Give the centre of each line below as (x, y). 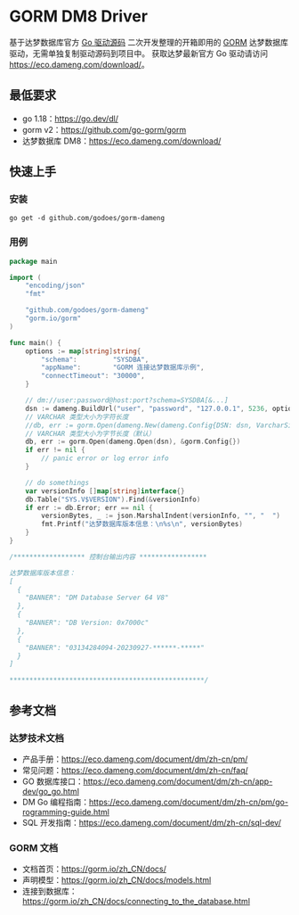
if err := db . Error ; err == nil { (89, 507)
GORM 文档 (34, 847)
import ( (25, 277)
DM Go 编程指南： (56, 802)
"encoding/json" (56, 286)
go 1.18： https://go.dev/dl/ (70, 119)
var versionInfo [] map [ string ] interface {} (105, 491)
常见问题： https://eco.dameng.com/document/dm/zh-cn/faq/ (135, 770)
